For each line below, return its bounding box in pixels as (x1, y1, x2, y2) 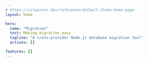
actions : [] (10, 40, 35, 45)
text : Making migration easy (10, 31, 71, 36)
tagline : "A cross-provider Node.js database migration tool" (10, 35, 143, 40)
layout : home (5, 12, 33, 17)
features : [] (5, 49, 33, 54)
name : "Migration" (10, 26, 49, 31)
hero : (5, 21, 17, 26)
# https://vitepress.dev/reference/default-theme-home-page (5, 7, 135, 13)
